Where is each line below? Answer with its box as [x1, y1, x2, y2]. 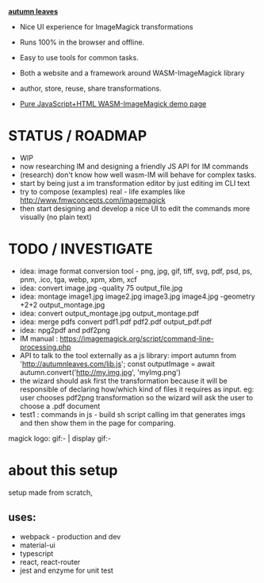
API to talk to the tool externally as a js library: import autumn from [19, 350, 236, 360]
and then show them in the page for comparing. [19, 418, 176, 427]
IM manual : [19, 334, 59, 343]
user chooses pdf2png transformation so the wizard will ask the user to [19, 392, 254, 402]
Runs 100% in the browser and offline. [19, 37, 145, 47]
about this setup [8, 461, 118, 480]
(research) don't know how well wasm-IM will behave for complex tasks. [19, 170, 257, 180]
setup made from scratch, [8, 488, 93, 497]
